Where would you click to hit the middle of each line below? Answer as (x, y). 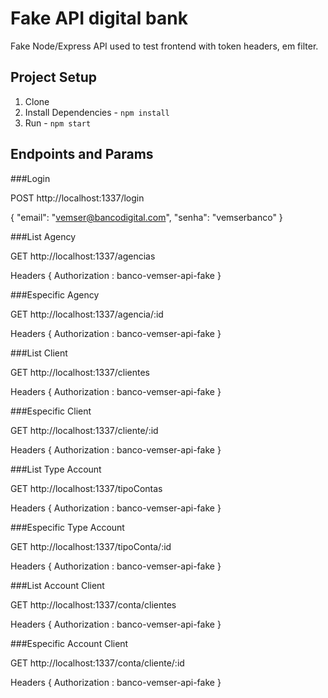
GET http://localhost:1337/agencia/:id (87, 314)
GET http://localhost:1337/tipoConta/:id (91, 546)
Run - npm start (58, 123)
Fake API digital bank (99, 18)
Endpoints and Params (82, 154)
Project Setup (54, 77)
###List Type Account (56, 469)
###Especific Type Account (67, 527)
